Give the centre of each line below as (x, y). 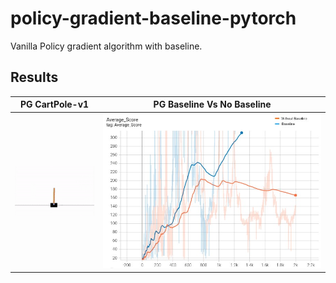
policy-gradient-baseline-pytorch (153, 18)
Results (34, 77)
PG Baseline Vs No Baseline (212, 104)
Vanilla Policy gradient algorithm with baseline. (106, 46)
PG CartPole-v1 (54, 104)
